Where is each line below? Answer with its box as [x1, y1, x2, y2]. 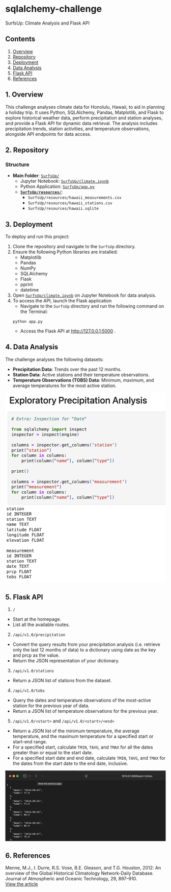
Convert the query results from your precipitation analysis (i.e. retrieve [12, 641, 160, 647]
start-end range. [12, 738, 47, 744]
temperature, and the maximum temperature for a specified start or [12, 733, 154, 739]
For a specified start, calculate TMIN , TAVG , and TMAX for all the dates [12, 744, 153, 750]
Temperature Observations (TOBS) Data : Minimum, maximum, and [12, 377, 154, 383]
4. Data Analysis [5, 343, 59, 351]
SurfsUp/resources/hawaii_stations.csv [27, 201, 113, 206]
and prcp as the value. [12, 652, 60, 658]
